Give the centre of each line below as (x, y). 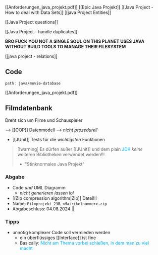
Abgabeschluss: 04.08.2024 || (43, 209)
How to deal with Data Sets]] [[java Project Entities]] (58, 12)
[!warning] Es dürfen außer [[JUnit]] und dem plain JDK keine (80, 149)
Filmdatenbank (29, 108)
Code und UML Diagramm (39, 187)
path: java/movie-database (33, 83)
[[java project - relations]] (31, 56)
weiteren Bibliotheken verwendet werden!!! (61, 154)
